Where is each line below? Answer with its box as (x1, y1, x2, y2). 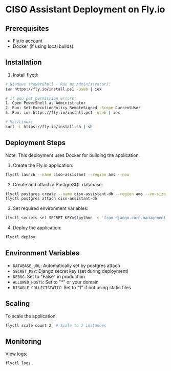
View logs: (5, 351, 28, 357)
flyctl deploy (5, 235, 36, 240)
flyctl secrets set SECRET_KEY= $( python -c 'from (5, 215, 114, 221)
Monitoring (5, 337, 42, 346)
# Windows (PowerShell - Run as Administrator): (5, 81, 111, 87)
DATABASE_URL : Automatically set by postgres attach (12, 262, 120, 269)
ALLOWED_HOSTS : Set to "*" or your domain (12, 279, 99, 285)
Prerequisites (5, 24, 49, 33)
